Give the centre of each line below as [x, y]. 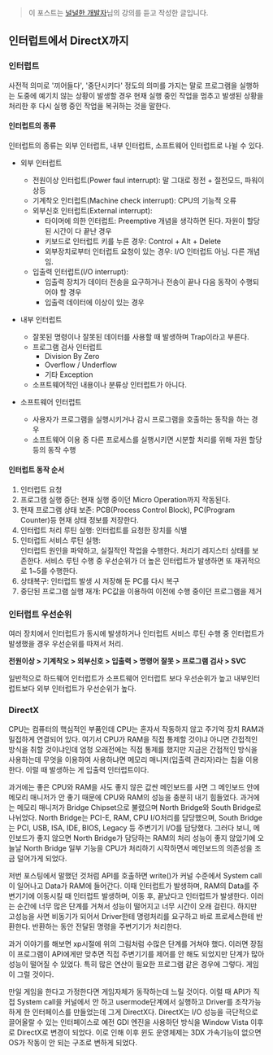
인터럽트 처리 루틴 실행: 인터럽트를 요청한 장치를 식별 [104, 530]
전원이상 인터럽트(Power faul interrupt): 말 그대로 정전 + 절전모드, [138, 180]
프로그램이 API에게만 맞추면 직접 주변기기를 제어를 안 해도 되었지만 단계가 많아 [141, 954]
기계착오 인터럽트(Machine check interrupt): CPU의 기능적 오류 [134, 200]
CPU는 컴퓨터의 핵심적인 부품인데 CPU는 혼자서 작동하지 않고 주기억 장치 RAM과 [136, 729]
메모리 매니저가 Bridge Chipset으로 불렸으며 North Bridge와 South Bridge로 [139, 807]
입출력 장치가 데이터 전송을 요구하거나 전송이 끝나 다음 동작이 [141, 282]
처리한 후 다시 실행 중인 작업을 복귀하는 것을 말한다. [89, 106]
